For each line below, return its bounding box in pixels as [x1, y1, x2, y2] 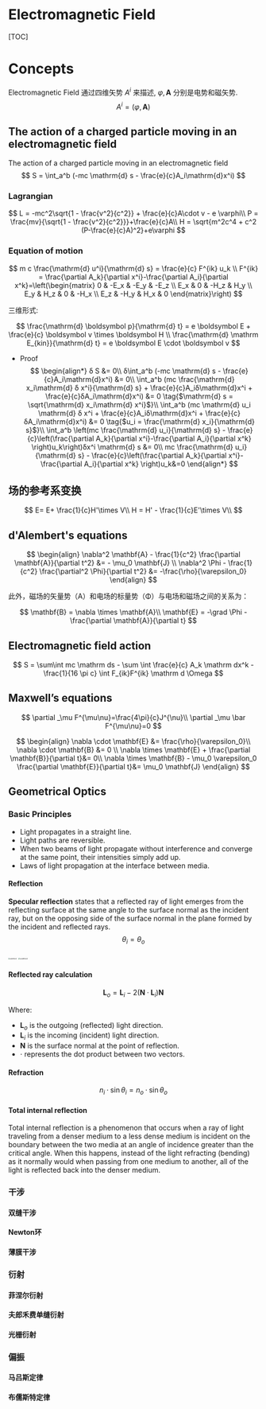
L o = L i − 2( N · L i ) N [102, 987, 164, 999]
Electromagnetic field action [8, 639, 152, 652]
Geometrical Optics [8, 785, 107, 799]
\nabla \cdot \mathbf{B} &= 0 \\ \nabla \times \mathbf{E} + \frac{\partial [16, 745, 251, 754]
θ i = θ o [121, 934, 145, 946]
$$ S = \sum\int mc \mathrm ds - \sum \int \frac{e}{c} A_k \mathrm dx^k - [13, 660, 254, 670]
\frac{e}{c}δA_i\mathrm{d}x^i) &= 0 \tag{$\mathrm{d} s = [44, 391, 233, 401]
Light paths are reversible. [19, 835, 106, 845]
